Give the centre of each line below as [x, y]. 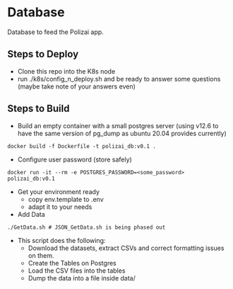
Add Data [31, 214]
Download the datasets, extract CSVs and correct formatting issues [126, 248]
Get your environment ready [59, 191]
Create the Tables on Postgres [72, 263]
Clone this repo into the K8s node [66, 71]
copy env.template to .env [66, 199]
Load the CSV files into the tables [77, 271]
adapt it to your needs [60, 207]
